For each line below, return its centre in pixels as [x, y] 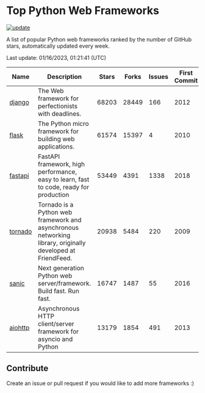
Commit [186, 80]
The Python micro [63, 123]
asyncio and [55, 339]
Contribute [27, 368]
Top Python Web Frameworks [83, 11]
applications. [56, 146]
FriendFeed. [55, 258]
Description [65, 76]
